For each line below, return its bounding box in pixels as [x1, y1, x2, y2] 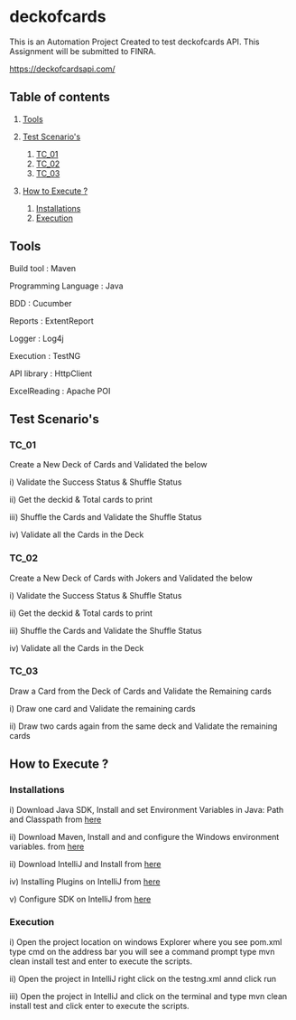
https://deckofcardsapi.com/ [9, 63, 116, 74]
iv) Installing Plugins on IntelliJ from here [9, 875, 161, 887]
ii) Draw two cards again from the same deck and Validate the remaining [9, 721, 278, 732]
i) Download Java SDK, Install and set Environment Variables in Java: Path [9, 804, 284, 815]
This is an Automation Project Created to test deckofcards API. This [9, 36, 260, 47]
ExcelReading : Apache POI [9, 385, 111, 396]
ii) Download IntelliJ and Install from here [9, 858, 162, 869]
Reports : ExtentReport [9, 315, 94, 326]
